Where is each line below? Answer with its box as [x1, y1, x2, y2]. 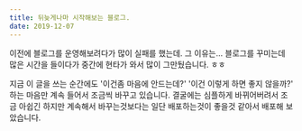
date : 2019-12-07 [9, 22, 75, 31]
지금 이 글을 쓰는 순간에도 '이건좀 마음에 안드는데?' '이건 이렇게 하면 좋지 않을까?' [9, 78, 294, 89]
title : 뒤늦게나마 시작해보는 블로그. [9, 13, 131, 23]
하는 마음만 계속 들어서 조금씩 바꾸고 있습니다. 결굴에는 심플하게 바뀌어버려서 [9, 89, 279, 100]
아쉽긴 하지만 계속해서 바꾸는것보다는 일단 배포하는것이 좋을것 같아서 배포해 [18, 100, 284, 111]
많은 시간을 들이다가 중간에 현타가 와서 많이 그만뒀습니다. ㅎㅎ [9, 59, 226, 70]
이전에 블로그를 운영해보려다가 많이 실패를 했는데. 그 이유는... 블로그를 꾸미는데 [9, 47, 286, 59]
